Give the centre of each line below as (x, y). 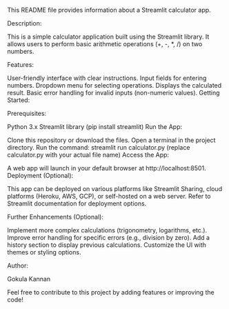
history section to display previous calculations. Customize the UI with (107, 245)
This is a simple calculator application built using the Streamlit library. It (108, 37)
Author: (18, 266)
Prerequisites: (27, 113)
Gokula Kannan (29, 279)
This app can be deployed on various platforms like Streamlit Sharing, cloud (115, 189)
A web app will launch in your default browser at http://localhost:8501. (107, 168)
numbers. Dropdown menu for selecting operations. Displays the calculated (114, 85)
